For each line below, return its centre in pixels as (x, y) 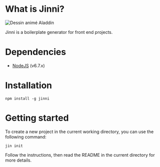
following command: (26, 137)
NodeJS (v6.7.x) (29, 65)
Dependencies (36, 52)
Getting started (37, 118)
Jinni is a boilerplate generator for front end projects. (59, 32)
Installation (29, 86)
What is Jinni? (35, 9)
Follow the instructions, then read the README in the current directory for (80, 155)
